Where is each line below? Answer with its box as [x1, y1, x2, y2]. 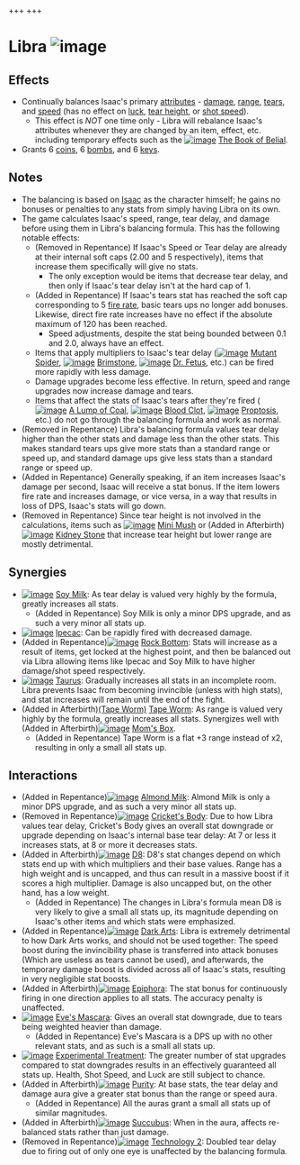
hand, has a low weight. [21, 887, 110, 898]
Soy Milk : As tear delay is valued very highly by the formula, [56, 588, 278, 599]
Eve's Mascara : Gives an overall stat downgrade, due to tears [56, 1012, 283, 1023]
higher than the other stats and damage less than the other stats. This [21, 433, 280, 444]
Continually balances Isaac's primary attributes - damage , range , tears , [21, 96, 286, 106]
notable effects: [21, 232, 80, 243]
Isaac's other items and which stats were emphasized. [34, 916, 236, 927]
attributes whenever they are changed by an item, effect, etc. [34, 125, 261, 135]
